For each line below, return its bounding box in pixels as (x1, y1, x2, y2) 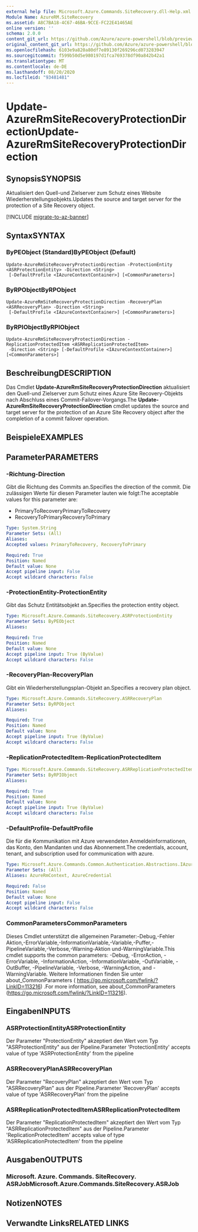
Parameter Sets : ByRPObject (6, 701, 75, 707)
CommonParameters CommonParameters (6, 919, 128, 928)
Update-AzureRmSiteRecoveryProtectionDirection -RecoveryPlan (6, 299, 162, 305)
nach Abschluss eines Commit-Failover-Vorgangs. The (6, 396, 137, 404)
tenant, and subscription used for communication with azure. (6, 850, 154, 857)
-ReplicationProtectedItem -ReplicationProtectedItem (6, 753, 161, 761)
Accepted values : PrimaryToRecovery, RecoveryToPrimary (6, 541, 146, 547)
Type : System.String (6, 525, 57, 531)
